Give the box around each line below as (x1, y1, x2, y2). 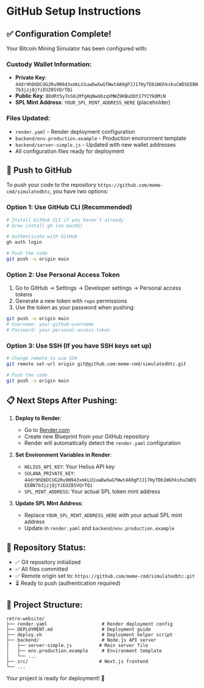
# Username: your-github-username (6, 321, 94, 328)
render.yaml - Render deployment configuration (15, 128, 135, 135)
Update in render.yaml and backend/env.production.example (24, 524, 175, 532)
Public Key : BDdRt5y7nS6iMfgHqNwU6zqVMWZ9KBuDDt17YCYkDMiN (15, 92, 166, 100)
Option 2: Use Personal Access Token (6, 270, 120, 279)
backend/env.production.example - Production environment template (15, 134, 187, 142)
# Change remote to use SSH (6, 356, 78, 362)
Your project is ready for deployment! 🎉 (6, 675, 105, 682)
